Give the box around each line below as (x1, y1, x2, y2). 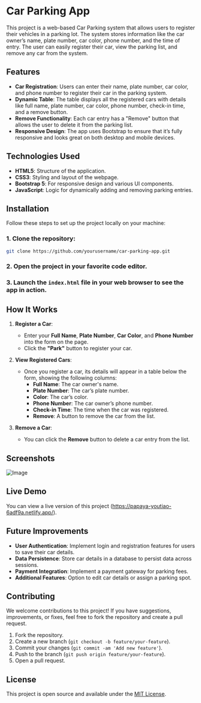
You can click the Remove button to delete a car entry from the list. (23, 436, 190, 443)
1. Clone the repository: (6, 235, 76, 243)
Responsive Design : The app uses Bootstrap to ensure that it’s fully (14, 127, 183, 134)
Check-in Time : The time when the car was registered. (32, 406, 169, 413)
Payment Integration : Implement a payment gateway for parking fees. (14, 567, 189, 575)
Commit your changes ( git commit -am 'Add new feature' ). (14, 644, 163, 651)
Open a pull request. (14, 657, 66, 664)
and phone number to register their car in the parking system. (14, 89, 167, 97)
